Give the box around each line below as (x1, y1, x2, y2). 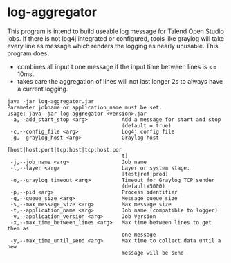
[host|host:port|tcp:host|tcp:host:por (7, 146, 122, 153)
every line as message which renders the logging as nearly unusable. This (7, 42, 219, 50)
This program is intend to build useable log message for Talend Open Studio (7, 27, 225, 35)
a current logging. (17, 84, 68, 93)
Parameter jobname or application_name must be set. (7, 104, 163, 111)
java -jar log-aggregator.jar (7, 98, 95, 105)
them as (7, 225, 30, 232)
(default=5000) (121, 183, 166, 190)
